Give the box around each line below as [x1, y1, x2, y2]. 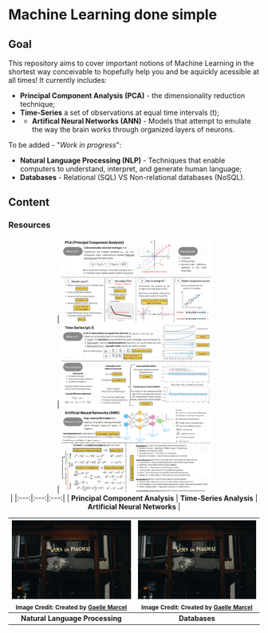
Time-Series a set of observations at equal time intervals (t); [19, 108, 219, 117]
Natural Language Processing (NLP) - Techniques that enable [19, 155, 226, 165]
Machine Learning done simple [8, 6, 218, 24]
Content [8, 195, 50, 209]
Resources [8, 219, 51, 230]
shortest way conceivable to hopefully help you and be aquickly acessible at [8, 67, 259, 77]
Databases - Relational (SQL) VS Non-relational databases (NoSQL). [19, 173, 246, 182]
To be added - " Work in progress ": [8, 140, 122, 149]
